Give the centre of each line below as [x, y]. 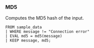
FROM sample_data [24, 27]
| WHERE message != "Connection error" [48, 32]
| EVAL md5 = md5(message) [34, 36]
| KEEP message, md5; [28, 41]
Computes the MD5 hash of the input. [44, 18]
